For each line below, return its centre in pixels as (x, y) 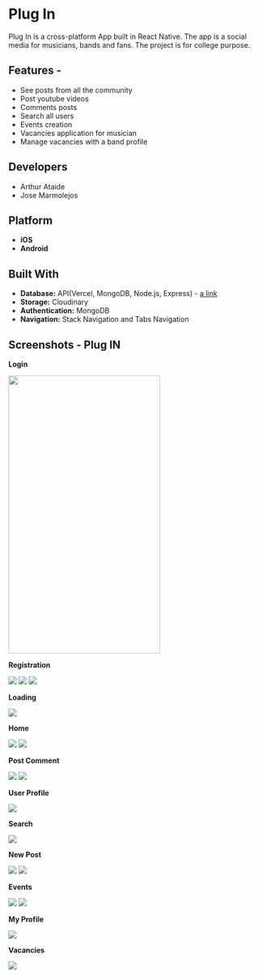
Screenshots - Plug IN (65, 345)
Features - (35, 71)
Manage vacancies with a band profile (84, 142)
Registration (30, 665)
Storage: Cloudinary (54, 302)
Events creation (46, 124)
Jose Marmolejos (49, 195)
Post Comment (34, 760)
